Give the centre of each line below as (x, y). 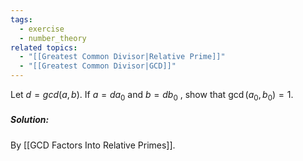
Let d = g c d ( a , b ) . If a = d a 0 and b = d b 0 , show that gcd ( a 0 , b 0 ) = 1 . (152, 96)
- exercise (42, 29)
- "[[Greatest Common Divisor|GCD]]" (98, 66)
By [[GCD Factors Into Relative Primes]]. (93, 145)
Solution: (30, 120)
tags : (21, 19)
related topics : (44, 47)
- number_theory (53, 38)
